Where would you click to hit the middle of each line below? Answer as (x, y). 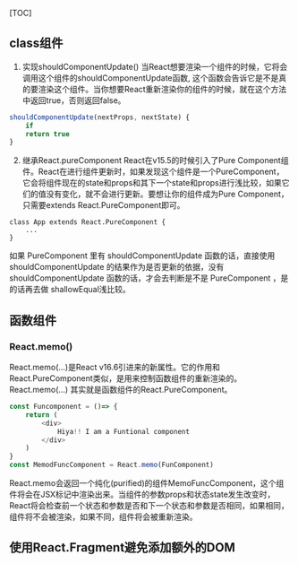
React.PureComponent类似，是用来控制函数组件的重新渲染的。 (126, 378)
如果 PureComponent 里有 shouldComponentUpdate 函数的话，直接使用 (142, 256)
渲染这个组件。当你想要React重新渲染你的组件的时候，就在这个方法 (162, 89)
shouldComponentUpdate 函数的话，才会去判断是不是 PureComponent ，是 (149, 278)
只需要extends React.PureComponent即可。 (103, 205)
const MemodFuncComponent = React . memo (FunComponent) (112, 465)
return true (47, 134)
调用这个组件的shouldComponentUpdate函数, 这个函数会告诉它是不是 (150, 78)
